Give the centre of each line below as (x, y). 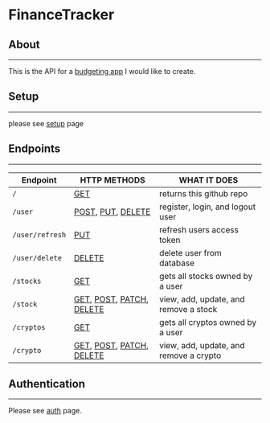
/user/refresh (39, 234)
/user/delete (37, 258)
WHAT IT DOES (209, 180)
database (177, 263)
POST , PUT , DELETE (112, 211)
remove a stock (188, 309)
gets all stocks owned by (206, 276)
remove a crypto (190, 355)
